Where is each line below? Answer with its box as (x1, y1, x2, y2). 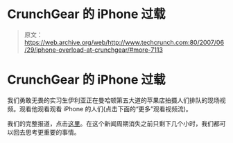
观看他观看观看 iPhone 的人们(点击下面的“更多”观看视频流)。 (19, 104, 192, 113)
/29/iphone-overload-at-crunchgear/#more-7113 (24, 46, 163, 54)
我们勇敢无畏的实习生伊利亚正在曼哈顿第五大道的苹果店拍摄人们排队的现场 (7, 96, 220, 104)
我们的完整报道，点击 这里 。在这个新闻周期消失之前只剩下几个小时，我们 (7, 119, 214, 128)
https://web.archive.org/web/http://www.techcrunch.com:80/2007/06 (24, 38, 224, 46)
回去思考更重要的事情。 (12, 128, 80, 136)
